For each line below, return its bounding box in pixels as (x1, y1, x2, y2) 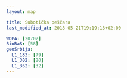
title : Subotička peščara (6, 19, 70, 25)
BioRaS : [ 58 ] (6, 41, 39, 47)
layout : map (6, 8, 36, 15)
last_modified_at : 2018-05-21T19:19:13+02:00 (6, 25, 121, 31)
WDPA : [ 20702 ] (6, 35, 42, 41)
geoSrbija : (6, 47, 33, 53)
